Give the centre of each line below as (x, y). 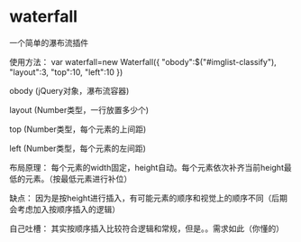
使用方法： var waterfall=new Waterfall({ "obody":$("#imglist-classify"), (143, 61)
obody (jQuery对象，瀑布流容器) (69, 90)
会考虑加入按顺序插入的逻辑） (64, 209)
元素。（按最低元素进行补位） (78, 179)
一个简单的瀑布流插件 (49, 42)
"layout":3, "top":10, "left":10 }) (66, 72)
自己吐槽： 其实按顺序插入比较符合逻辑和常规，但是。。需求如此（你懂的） (146, 228)
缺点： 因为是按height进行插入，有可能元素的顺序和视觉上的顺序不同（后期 (149, 198)
